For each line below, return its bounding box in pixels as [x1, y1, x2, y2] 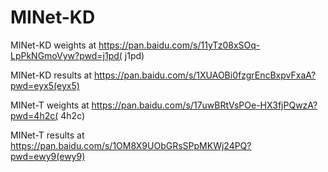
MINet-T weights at [10, 99, 90, 111]
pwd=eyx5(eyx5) [10, 79, 80, 91]
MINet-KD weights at [10, 39, 97, 51]
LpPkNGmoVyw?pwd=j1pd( [10, 49, 123, 61]
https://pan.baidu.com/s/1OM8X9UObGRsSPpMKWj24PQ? [10, 139, 252, 151]
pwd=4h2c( [10, 109, 59, 121]
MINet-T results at [10, 129, 85, 141]
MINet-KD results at [10, 69, 92, 81]
